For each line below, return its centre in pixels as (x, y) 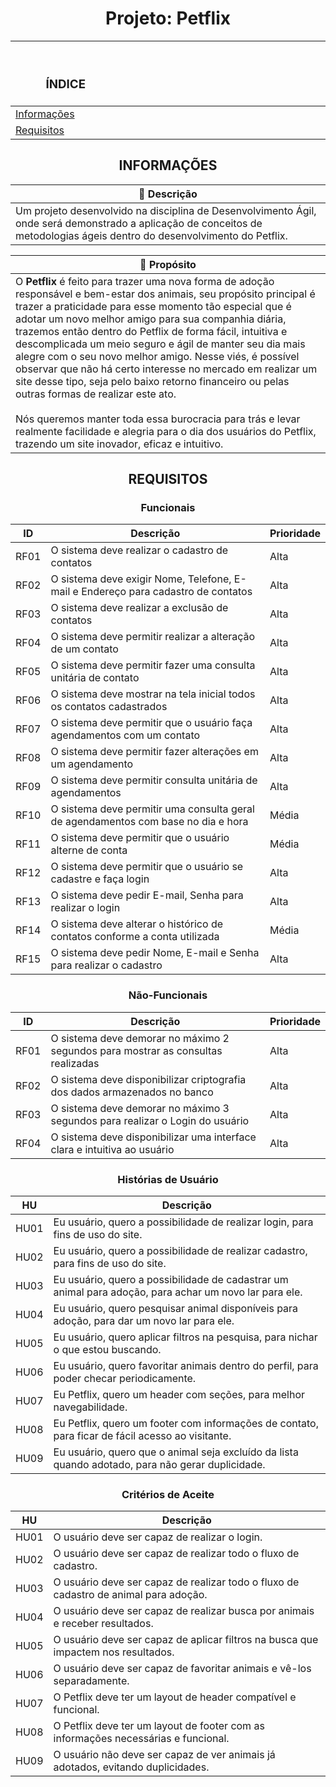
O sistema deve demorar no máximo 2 (140, 1038)
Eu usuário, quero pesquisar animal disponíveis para (176, 1308)
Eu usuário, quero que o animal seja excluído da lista (176, 1452)
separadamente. (91, 1681)
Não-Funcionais (168, 995)
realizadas (75, 1063)
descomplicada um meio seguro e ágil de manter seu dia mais (160, 344)
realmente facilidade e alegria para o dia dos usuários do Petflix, (166, 431)
